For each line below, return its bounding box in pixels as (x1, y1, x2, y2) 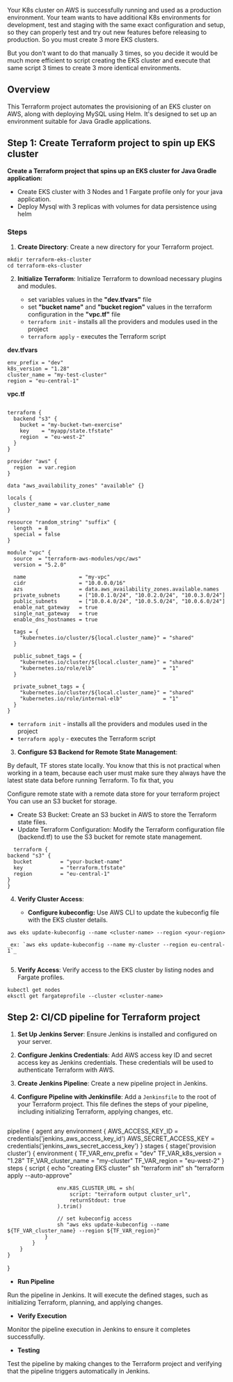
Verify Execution (17, 1311, 67, 1320)
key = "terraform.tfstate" (13, 864, 127, 871)
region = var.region (13, 464, 77, 471)
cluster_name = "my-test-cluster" (7, 371, 108, 378)
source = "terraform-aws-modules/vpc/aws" (13, 555, 141, 562)
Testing (17, 1346, 40, 1354)
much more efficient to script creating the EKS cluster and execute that (7, 56, 211, 65)
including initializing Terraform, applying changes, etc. (17, 1107, 173, 1116)
